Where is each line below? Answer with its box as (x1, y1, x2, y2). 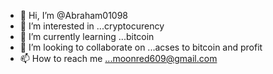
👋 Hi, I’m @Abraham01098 (19, 10, 128, 21)
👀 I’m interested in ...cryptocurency (19, 20, 165, 32)
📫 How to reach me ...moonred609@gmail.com (19, 53, 218, 64)
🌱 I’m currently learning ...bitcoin (19, 31, 155, 42)
